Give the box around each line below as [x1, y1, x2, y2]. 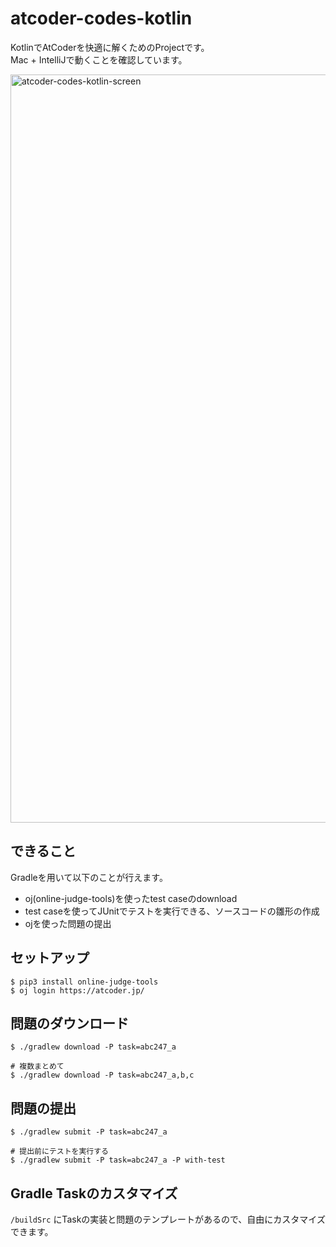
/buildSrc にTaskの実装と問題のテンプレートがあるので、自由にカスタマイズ [10, 1213, 326, 1225]
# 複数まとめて [10, 1062, 65, 1072]
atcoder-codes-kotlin [10, 7, 193, 30]
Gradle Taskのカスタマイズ [10, 1185, 178, 1202]
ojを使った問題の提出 [24, 917, 112, 929]
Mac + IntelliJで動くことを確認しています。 [10, 53, 188, 66]
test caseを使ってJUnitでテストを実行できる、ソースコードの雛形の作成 [24, 905, 320, 917]
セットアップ [10, 950, 90, 967]
